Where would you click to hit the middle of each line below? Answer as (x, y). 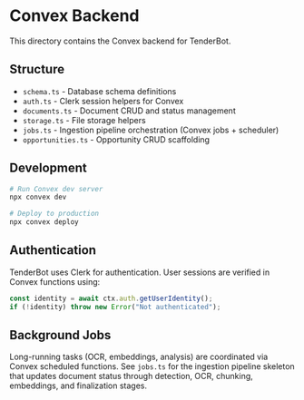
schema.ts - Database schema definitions (99, 91)
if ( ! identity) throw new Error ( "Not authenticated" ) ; (115, 307)
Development (49, 168)
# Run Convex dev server (56, 189)
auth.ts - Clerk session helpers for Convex (103, 101)
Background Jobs (60, 335)
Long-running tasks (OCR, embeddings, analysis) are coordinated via (139, 357)
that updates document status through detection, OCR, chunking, (132, 376)
